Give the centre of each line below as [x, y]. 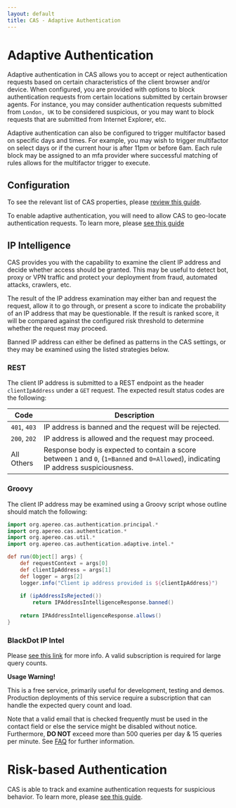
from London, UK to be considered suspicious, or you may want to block [111, 112]
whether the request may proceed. [57, 329]
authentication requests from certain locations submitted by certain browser [118, 97]
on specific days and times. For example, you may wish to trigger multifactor [118, 141]
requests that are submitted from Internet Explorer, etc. [87, 120]
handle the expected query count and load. [70, 705]
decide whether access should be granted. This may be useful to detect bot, [118, 270]
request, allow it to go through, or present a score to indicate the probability [117, 306]
